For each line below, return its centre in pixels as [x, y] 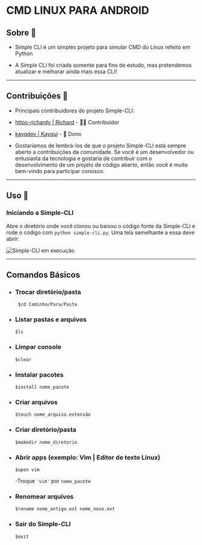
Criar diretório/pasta [45, 430]
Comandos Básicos [43, 275]
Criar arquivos [36, 402]
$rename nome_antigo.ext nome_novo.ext [65, 509]
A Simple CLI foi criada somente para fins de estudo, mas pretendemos [103, 65]
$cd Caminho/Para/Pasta [47, 304]
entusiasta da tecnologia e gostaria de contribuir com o [83, 158]
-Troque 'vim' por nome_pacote [53, 481]
